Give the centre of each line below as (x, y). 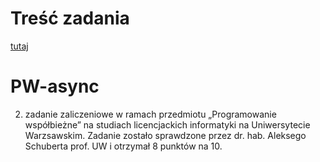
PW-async (55, 86)
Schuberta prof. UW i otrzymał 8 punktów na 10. (123, 146)
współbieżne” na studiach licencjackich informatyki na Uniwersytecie (167, 124)
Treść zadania (70, 18)
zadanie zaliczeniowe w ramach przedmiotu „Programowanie (150, 114)
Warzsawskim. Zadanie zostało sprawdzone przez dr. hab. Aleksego (165, 135)
